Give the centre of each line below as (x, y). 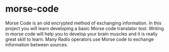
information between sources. (37, 44)
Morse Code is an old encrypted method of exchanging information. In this (83, 23)
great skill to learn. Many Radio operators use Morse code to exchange (80, 39)
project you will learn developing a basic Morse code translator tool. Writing (85, 28)
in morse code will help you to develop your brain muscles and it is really (81, 34)
